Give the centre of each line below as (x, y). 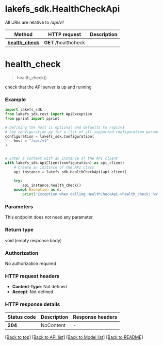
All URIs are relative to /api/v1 (34, 22)
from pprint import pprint (32, 118)
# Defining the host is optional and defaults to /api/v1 (65, 127)
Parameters (19, 207)
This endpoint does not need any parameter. (49, 217)
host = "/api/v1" (31, 141)
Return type (19, 230)
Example (16, 99)
